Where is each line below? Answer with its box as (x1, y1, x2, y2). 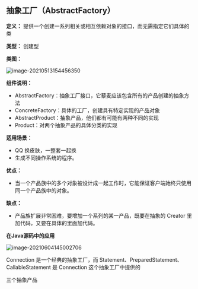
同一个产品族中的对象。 (14, 186, 72, 194)
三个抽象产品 (6, 276, 37, 283)
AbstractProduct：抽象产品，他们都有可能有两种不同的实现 (14, 114, 159, 121)
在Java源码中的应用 (6, 232, 55, 239)
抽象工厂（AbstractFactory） (6, 5, 116, 16)
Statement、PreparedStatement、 (99, 256, 183, 263)
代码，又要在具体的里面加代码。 (20, 219, 98, 227)
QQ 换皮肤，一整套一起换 (14, 147, 77, 154)
